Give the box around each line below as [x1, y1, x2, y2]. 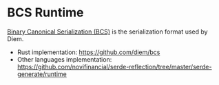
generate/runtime [17, 70, 67, 78]
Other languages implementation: [17, 55, 112, 63]
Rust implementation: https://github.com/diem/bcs [17, 48, 160, 56]
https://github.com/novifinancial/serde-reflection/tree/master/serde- [17, 62, 212, 71]
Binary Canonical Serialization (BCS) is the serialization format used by [7, 27, 208, 36]
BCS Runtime [7, 5, 84, 21]
